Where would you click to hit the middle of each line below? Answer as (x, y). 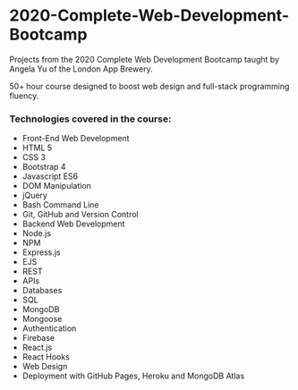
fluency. (24, 96)
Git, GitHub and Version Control (80, 215)
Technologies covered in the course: (90, 119)
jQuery (34, 195)
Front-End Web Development (76, 139)
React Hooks (46, 357)
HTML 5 (37, 148)
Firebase (38, 338)
